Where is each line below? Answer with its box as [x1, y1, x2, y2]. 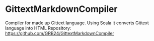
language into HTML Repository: [5, 25, 72, 31]
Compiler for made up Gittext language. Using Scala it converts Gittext [5, 20, 149, 26]
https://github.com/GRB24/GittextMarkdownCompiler [5, 30, 114, 36]
